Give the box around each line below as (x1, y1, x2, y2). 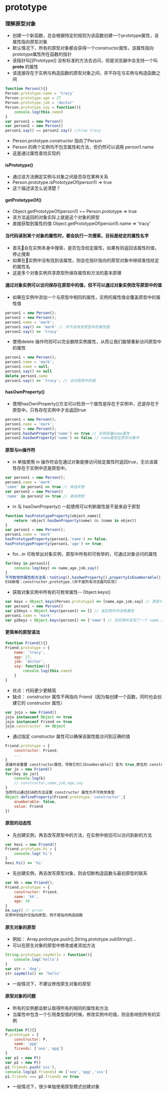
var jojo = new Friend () (5, 710, 57, 715)
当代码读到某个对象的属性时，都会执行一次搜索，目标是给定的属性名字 (5, 233, 149, 239)
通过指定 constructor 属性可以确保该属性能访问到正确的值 (12, 734, 130, 740)
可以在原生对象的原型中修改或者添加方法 (12, 943, 95, 949)
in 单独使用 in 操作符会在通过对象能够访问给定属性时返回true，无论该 (12, 459, 154, 465)
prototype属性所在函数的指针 (12, 51, 72, 57)
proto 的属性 (12, 64, 39, 70)
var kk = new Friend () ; (5, 880, 55, 885)
